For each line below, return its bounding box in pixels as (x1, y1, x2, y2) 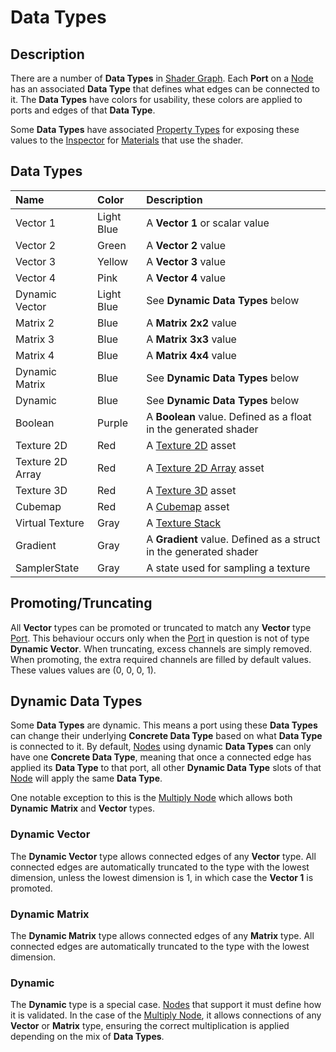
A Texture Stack (146, 516, 222, 530)
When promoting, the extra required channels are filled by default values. (10, 653, 312, 665)
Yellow (97, 254, 129, 268)
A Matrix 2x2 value (146, 316, 237, 330)
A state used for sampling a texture (146, 561, 311, 575)
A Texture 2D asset (146, 438, 237, 452)
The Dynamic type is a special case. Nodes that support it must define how (10, 999, 322, 1011)
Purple (97, 416, 128, 430)
